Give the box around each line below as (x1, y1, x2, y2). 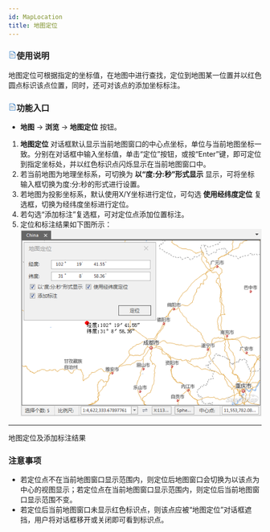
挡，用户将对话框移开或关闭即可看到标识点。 (19, 515, 169, 525)
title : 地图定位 (8, 21, 58, 30)
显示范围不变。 (27, 495, 77, 505)
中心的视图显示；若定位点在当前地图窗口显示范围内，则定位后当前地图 (19, 485, 253, 494)
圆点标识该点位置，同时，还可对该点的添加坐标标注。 (8, 80, 185, 90)
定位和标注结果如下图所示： (19, 219, 112, 229)
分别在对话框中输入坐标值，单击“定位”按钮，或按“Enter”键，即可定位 (34, 149, 262, 159)
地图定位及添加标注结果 (8, 433, 86, 443)
